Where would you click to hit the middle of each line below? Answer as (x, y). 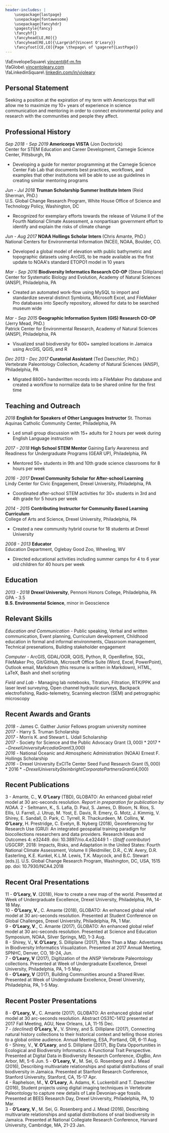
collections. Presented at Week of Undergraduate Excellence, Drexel (76, 964)
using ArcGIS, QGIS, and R (40, 349)
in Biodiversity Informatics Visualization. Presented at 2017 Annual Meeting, (83, 948)
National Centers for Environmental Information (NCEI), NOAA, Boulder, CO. (83, 242)
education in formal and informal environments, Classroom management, (81, 641)
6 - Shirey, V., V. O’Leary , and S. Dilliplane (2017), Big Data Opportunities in (83, 1045)
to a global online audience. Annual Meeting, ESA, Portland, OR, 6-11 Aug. (81, 1040)
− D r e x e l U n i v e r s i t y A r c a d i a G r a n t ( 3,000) (45, 747)
